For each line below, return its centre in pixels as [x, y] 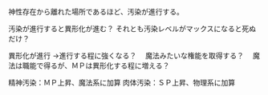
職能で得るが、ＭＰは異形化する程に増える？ [96, 65]
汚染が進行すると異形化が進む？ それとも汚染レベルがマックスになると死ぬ [132, 29]
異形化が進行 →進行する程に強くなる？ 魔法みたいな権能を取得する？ [126, 55]
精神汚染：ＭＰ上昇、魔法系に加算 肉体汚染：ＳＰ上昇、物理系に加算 [122, 83]
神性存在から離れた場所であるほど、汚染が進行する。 [96, 12]
